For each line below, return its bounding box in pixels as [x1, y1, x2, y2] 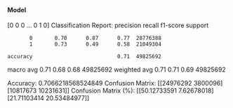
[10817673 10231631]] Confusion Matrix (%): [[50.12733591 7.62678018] [7, 86, 214, 95]
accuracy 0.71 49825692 [7, 53, 161, 60]
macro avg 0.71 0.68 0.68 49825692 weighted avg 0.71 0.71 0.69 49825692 [7, 65, 226, 74]
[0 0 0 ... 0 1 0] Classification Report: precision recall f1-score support [7, 21, 209, 29]
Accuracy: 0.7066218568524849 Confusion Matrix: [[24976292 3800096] [7, 79, 223, 88]
